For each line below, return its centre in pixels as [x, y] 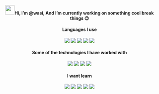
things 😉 [79, 18]
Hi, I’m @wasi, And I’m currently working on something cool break [84, 13]
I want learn [79, 76]
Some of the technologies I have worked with [79, 53]
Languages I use [79, 30]
